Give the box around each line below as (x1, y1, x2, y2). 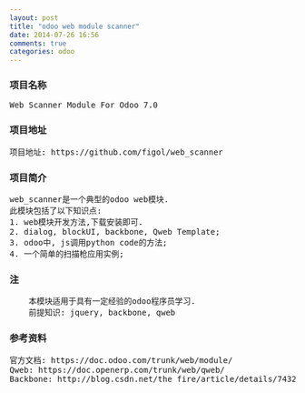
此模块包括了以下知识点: (9, 206, 103, 217)
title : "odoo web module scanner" (9, 22, 141, 31)
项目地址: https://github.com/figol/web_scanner (9, 146, 224, 157)
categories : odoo (9, 47, 75, 56)
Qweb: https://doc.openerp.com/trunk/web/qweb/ (9, 365, 225, 375)
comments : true (9, 38, 67, 48)
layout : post (9, 13, 59, 23)
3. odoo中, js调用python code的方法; (9, 237, 168, 248)
